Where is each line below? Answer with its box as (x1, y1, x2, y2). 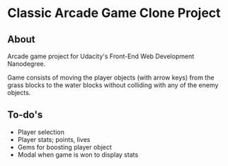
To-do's (7, 109, 43, 121)
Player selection (17, 128, 65, 136)
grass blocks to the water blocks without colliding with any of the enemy (7, 81, 219, 89)
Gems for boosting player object (17, 143, 112, 151)
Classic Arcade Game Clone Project (7, 5, 221, 21)
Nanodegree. (7, 60, 46, 68)
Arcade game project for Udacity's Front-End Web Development (7, 52, 195, 60)
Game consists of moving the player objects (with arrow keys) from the (7, 73, 215, 82)
